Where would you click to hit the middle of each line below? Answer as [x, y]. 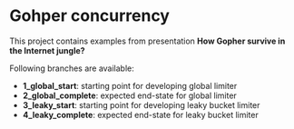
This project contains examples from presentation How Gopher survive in [147, 41]
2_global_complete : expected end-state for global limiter [130, 95]
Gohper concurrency [90, 16]
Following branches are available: [72, 68]
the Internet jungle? [47, 50]
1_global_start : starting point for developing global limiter [130, 85]
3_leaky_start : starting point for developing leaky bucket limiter [141, 104]
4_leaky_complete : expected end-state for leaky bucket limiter [140, 114]
